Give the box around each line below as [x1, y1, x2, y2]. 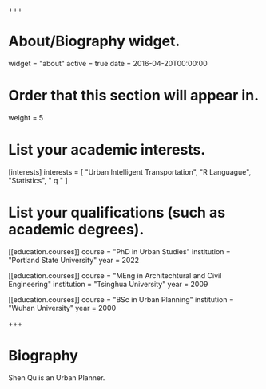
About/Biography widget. [8, 33, 181, 50]
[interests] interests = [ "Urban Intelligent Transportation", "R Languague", [8, 167, 252, 176]
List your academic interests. [8, 141, 206, 159]
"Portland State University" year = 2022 [8, 255, 140, 265]
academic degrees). [8, 221, 145, 238]
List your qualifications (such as [8, 204, 226, 222]
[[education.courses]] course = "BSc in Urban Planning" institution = [8, 294, 234, 304]
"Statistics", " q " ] [8, 175, 68, 185]
